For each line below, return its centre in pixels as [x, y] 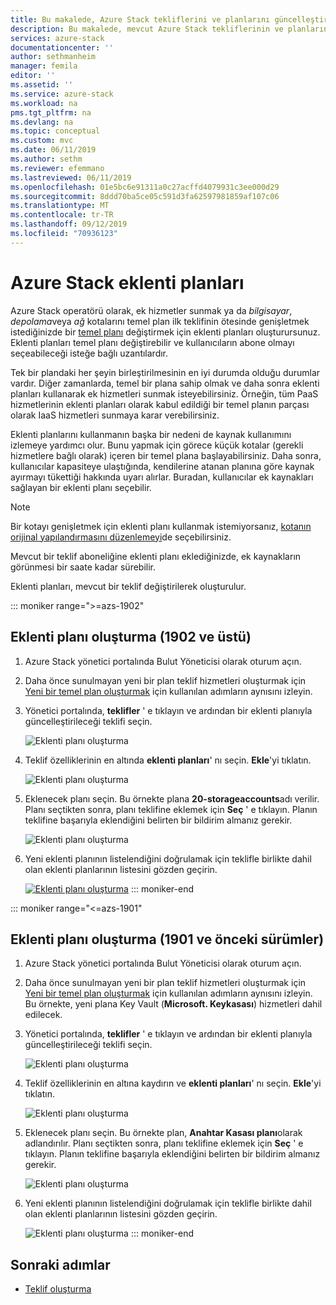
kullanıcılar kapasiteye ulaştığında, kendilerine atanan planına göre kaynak [162, 466]
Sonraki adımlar [60, 1264]
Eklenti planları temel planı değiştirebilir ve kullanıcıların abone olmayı [152, 342]
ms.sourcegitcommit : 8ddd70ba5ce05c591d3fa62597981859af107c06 [145, 196]
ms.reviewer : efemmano [57, 168]
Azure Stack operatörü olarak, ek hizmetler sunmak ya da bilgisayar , [151, 310]
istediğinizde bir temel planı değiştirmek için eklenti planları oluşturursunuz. [165, 332]
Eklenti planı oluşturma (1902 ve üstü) [131, 637]
